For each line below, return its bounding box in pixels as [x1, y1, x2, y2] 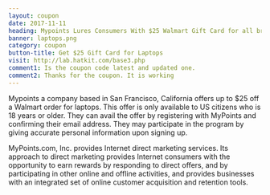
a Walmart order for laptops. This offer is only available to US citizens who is [8, 102, 261, 112]
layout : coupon [8, 11, 59, 20]
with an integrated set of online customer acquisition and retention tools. [8, 177, 249, 187]
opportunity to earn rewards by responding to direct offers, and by [8, 160, 228, 169]
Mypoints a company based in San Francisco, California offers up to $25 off [8, 93, 260, 103]
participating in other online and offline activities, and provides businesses [8, 169, 255, 178]
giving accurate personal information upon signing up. [8, 128, 188, 137]
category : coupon [8, 42, 67, 50]
